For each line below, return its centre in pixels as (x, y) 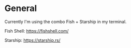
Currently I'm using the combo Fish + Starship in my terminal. (65, 22)
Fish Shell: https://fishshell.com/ (36, 31)
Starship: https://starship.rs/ (33, 40)
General (21, 8)
